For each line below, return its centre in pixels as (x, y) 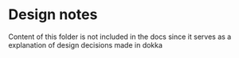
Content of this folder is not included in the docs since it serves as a (120, 37)
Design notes (53, 15)
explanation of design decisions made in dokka (86, 44)
